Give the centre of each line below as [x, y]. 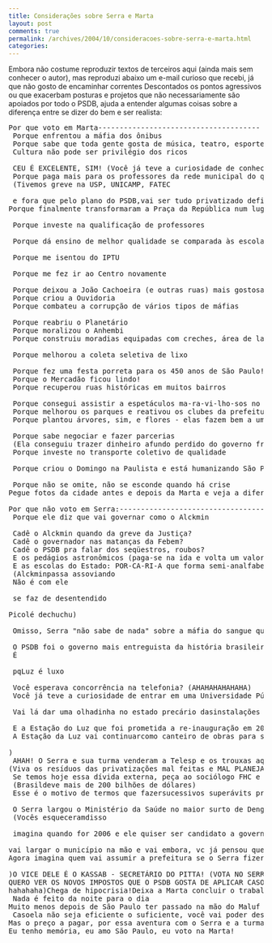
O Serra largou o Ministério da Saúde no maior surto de [128, 810]
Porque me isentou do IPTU [66, 258]
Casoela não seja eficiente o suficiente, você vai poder [130, 915]
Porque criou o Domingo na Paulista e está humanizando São [134, 469]
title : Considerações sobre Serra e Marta [81, 16]
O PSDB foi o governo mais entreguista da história [117, 647]
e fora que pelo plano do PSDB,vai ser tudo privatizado [128, 201]
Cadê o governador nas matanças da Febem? [98, 542]
